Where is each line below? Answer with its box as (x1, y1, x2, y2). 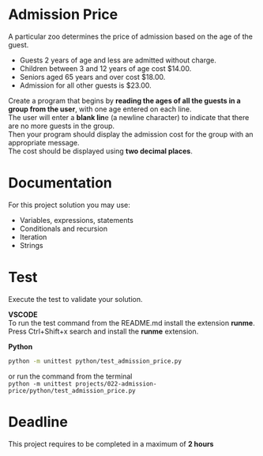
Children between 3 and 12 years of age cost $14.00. (19, 63, 192, 73)
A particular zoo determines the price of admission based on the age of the (8, 32, 253, 41)
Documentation (8, 174, 113, 192)
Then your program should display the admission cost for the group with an (8, 129, 254, 139)
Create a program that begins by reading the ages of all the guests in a (8, 96, 241, 105)
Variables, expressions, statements (19, 215, 134, 224)
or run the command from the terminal (8, 371, 133, 381)
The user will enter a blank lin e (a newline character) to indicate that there (8, 112, 250, 122)
